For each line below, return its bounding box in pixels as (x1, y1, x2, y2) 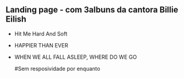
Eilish (5, 14, 26, 25)
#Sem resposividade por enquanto (14, 65, 100, 72)
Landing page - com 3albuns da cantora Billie (5, 5, 179, 15)
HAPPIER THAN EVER (14, 41, 69, 49)
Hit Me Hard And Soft (14, 30, 67, 37)
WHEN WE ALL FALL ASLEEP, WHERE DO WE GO (14, 53, 137, 61)
